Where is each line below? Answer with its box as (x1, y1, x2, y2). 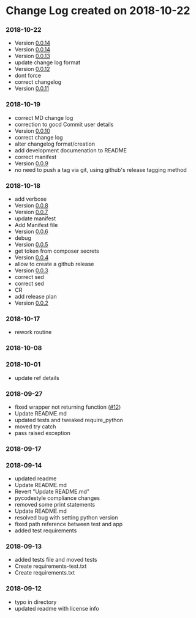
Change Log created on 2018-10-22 (6, 4, 190, 18)
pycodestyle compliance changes (14, 494, 100, 502)
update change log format (14, 59, 81, 66)
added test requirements (14, 527, 77, 534)
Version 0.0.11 (14, 85, 50, 92)
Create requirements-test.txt (14, 562, 87, 570)
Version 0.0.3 (14, 267, 48, 274)
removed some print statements (14, 501, 96, 508)
